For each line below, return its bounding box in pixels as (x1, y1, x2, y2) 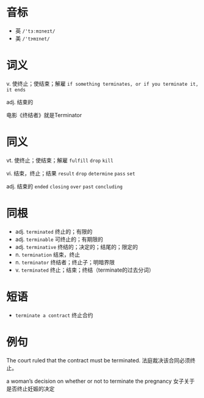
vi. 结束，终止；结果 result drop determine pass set (6, 169, 136, 177)
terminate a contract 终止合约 (15, 311, 93, 319)
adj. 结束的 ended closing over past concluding (6, 182, 123, 190)
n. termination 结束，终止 (15, 251, 81, 258)
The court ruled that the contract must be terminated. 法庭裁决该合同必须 (6, 356, 191, 364)
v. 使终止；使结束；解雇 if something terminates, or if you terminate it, (6, 80, 199, 87)
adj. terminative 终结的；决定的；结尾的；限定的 (15, 243, 139, 250)
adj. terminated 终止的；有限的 (15, 228, 93, 235)
